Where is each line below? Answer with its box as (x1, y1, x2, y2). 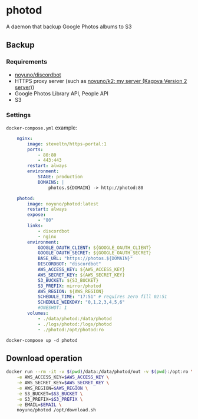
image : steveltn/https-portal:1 (27, 141, 107, 147)
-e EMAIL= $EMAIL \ (16, 401, 62, 408)
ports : (27, 147, 44, 152)
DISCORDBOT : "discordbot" (37, 261, 101, 267)
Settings (6, 111, 31, 119)
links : (27, 223, 44, 229)
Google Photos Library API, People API (14, 89, 109, 97)
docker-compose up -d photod (6, 337, 78, 343)
